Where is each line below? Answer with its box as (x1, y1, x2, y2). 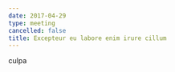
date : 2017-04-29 (8, 11, 67, 20)
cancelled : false (8, 26, 67, 34)
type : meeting (8, 19, 56, 27)
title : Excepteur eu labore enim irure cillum (8, 34, 167, 42)
